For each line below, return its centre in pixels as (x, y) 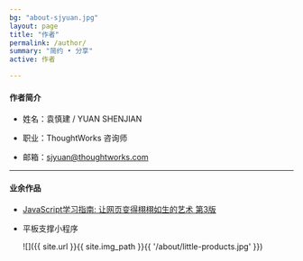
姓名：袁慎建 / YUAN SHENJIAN (82, 119)
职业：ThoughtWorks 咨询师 (75, 138)
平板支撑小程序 (50, 229)
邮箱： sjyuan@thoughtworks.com (85, 157)
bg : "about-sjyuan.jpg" (54, 18)
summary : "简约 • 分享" (51, 51)
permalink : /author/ (48, 43)
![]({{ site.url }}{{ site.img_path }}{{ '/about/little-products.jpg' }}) (142, 247)
